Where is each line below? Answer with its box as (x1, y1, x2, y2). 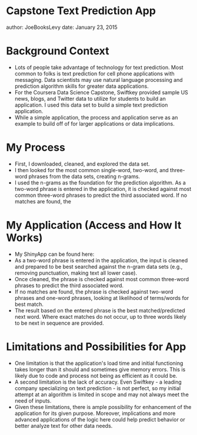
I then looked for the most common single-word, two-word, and (14, 166, 169, 173)
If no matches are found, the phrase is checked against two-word (14, 288, 173, 295)
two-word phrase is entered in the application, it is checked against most (14, 185, 192, 192)
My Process (6, 141, 66, 154)
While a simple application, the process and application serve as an (14, 114, 178, 121)
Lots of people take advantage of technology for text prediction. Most (14, 64, 183, 71)
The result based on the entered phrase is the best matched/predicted (14, 307, 185, 314)
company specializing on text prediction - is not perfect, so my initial (14, 384, 181, 391)
